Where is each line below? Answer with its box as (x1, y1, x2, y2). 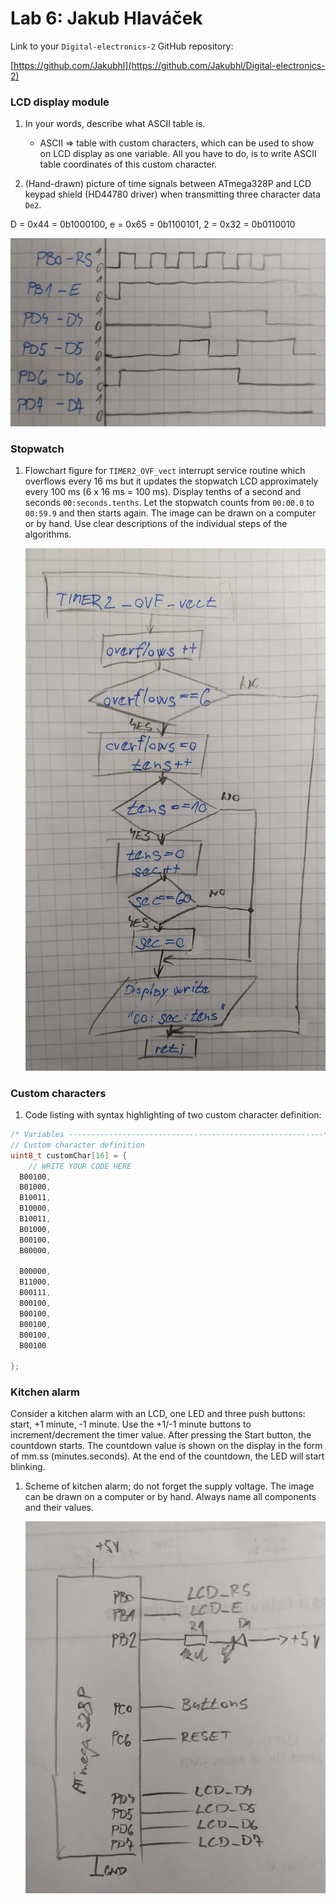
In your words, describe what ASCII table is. (24, 118, 206, 130)
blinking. (10, 1461, 46, 1473)
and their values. (24, 1502, 94, 1514)
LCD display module (10, 95, 110, 109)
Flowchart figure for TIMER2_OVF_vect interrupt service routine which (24, 465, 306, 477)
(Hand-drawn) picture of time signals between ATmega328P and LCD (24, 178, 312, 190)
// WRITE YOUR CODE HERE (28, 1161, 132, 1171)
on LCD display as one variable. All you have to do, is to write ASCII (39, 148, 317, 160)
